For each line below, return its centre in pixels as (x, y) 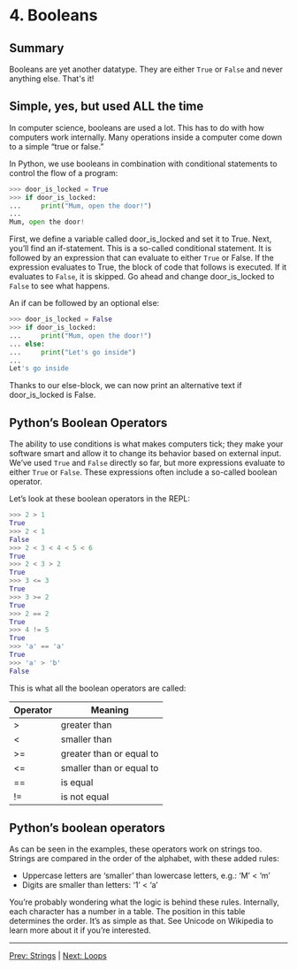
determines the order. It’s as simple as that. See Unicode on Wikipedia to (141, 921)
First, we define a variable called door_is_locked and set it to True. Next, (141, 239)
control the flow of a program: (64, 172)
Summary (37, 48)
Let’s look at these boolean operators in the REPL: (99, 499)
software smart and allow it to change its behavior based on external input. (145, 454)
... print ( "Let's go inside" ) (73, 352)
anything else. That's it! (52, 79)
